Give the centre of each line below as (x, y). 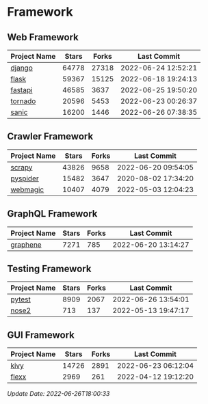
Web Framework (43, 37)
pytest (21, 299)
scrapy (22, 167)
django (22, 68)
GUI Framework (41, 335)
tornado (23, 101)
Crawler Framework (50, 136)
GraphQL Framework (52, 214)
